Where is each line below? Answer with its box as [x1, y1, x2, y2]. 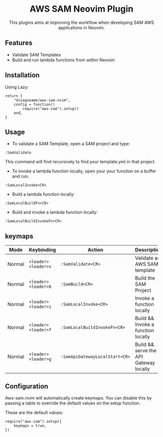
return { [5, 94, 23, 98]
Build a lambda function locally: [12, 191, 75, 197]
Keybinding [29, 247, 56, 253]
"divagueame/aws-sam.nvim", [14, 97, 70, 103]
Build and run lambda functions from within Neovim [12, 57, 115, 63]
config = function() [14, 102, 55, 107]
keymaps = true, [14, 423, 47, 428]
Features [5, 39, 33, 47]
